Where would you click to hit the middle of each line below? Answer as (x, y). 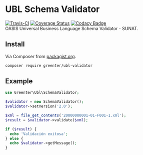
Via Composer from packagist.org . (41, 56)
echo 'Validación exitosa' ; (39, 134)
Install (15, 44)
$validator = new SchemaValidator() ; (44, 102)
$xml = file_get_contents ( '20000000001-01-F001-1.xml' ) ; (66, 116)
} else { (14, 138)
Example (19, 81)
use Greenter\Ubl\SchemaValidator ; (42, 93)
